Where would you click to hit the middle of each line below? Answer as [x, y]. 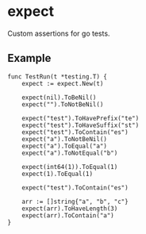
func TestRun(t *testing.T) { [58, 77]
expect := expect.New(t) [63, 83]
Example [29, 58]
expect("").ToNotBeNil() [63, 104]
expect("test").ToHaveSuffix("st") [81, 125]
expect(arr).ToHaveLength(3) [70, 209]
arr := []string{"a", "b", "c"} [75, 201]
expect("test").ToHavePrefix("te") [81, 118]
